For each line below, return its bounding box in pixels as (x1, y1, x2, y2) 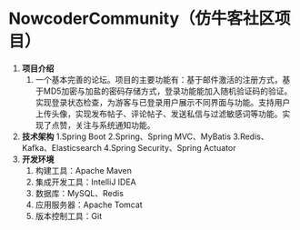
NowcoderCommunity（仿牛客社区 (8, 8, 275, 29)
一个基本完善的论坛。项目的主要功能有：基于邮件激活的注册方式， (35, 74, 283, 85)
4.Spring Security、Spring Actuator (103, 142, 236, 153)
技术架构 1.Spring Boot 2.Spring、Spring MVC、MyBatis (21, 131, 232, 142)
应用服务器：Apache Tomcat (35, 199, 143, 210)
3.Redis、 (233, 131, 269, 142)
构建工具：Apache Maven (35, 165, 133, 175)
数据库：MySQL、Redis (35, 187, 125, 198)
